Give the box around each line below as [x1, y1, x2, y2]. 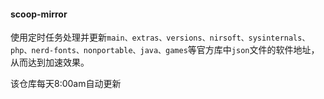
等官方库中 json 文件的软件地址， [187, 44, 320, 56]
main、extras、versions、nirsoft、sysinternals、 [106, 33, 310, 44]
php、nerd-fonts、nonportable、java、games [10, 46, 188, 56]
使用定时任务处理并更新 [10, 31, 107, 44]
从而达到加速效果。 [10, 56, 90, 69]
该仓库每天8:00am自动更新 [10, 78, 122, 90]
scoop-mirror [10, 8, 68, 20]
